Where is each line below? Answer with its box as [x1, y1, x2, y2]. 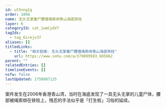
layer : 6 [5, 21, 23, 26]
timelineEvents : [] [5, 68, 46, 73]
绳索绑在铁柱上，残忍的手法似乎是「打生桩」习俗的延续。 [13, 97, 132, 103]
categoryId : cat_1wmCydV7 [5, 26, 59, 31]
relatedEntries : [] [5, 63, 46, 68]
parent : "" [5, 58, 28, 63]
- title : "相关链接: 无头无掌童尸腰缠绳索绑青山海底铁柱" [9, 49, 117, 54]
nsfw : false [5, 72, 30, 77]
